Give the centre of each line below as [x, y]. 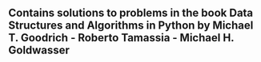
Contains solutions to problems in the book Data [131, 13]
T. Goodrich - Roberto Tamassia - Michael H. [121, 38]
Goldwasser [39, 50]
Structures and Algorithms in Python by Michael [131, 26]
